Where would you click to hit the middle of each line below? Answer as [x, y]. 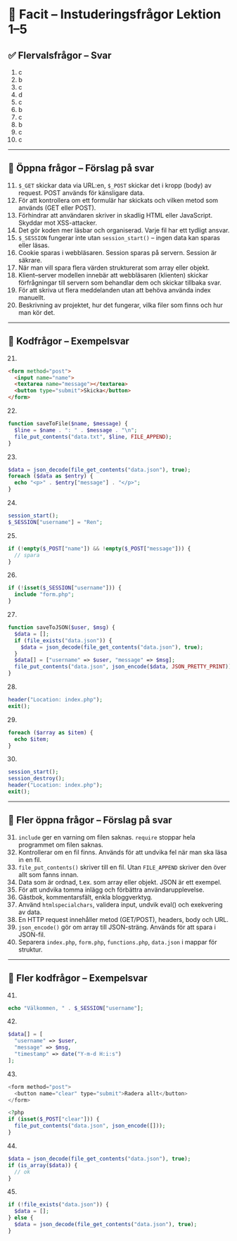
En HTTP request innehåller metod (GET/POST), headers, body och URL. [123, 919]
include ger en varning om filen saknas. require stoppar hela [107, 837]
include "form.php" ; [44, 594]
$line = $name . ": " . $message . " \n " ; [76, 430]
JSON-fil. [32, 934]
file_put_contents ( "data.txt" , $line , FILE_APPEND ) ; [93, 437]
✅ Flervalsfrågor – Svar [60, 55]
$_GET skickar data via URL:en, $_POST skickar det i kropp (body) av [115, 185]
